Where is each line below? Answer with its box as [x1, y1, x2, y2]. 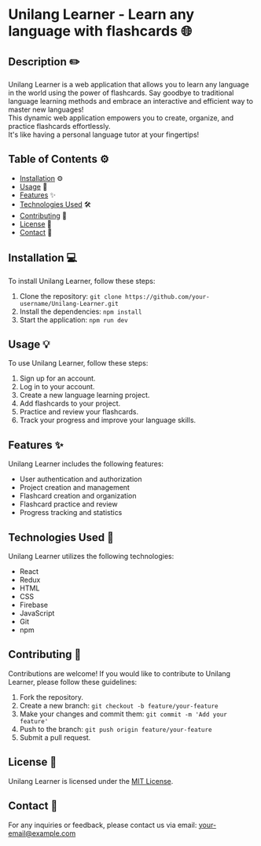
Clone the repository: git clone [19, 291, 122, 300]
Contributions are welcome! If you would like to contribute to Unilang [8, 668, 230, 678]
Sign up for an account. [19, 373, 96, 383]
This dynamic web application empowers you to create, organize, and [8, 113, 234, 123]
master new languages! [8, 105, 84, 114]
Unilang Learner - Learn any [8, 6, 195, 24]
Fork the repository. [19, 692, 84, 701]
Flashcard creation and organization [19, 491, 137, 501]
